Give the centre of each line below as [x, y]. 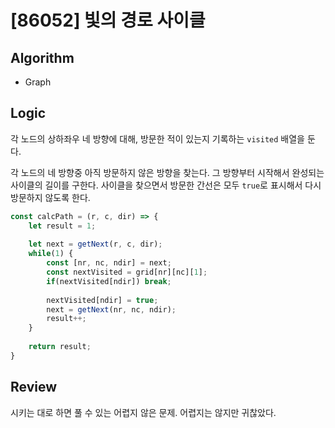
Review [34, 387]
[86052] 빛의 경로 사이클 [108, 20]
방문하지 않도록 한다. [50, 197]
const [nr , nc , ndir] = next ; [109, 263]
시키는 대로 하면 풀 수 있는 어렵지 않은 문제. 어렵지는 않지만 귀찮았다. [143, 412]
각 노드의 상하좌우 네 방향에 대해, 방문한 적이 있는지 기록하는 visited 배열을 [157, 138]
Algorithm [42, 57]
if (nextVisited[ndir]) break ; [109, 281]
